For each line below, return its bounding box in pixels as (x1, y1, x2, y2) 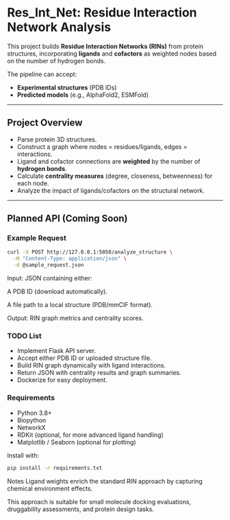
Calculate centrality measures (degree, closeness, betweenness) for (16, 172, 213, 180)
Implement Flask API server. (16, 347, 97, 355)
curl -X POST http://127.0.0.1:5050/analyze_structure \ (7, 249, 173, 256)
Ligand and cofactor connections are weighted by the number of (16, 157, 201, 166)
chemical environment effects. (7, 484, 93, 493)
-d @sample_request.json (13, 262, 84, 269)
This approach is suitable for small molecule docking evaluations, (7, 497, 192, 506)
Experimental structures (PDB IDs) (16, 83, 117, 91)
